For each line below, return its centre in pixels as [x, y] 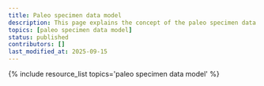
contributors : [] [37, 45]
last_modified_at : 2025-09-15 [58, 52]
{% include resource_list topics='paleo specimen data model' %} [114, 74]
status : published [38, 37]
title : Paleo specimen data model [65, 15]
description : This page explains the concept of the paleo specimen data [132, 23]
